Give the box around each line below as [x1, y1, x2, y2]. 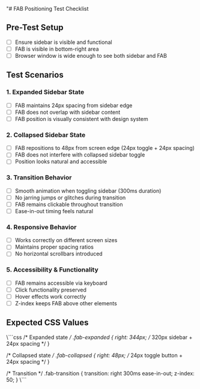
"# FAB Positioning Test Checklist [6, 5, 89, 12]
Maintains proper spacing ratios [14, 243, 94, 251]
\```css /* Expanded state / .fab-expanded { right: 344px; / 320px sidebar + [6, 334, 193, 341]
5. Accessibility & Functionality [6, 266, 99, 274]
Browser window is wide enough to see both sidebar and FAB [14, 52, 167, 59]
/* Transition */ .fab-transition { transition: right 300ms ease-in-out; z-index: [6, 370, 195, 377]
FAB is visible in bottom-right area [14, 45, 99, 52]
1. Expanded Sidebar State [6, 88, 85, 96]
